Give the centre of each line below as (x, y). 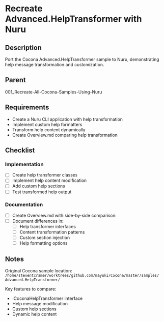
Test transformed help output (42, 192)
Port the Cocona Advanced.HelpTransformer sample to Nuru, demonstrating (82, 59)
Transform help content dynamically (49, 130)
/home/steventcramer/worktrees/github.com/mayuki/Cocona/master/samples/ (82, 276)
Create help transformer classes (45, 175)
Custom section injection (45, 238)
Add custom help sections (39, 186)
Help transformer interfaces (48, 226)
